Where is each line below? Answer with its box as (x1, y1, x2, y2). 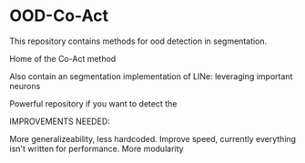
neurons (9, 80, 41, 91)
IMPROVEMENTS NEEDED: (9, 116, 111, 127)
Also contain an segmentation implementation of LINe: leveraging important (9, 70, 293, 82)
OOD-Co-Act (9, 5, 109, 26)
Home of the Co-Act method (9, 53, 117, 64)
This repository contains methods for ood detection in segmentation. (9, 36, 268, 46)
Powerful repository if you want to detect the (9, 97, 178, 109)
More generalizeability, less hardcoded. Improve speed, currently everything (9, 133, 297, 144)
